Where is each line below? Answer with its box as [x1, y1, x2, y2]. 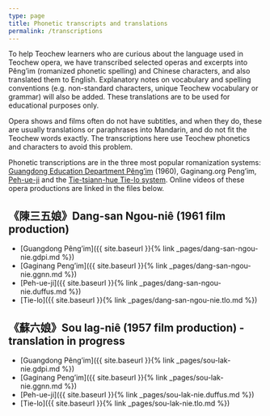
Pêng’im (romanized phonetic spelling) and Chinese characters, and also [8, 66, 251, 76]
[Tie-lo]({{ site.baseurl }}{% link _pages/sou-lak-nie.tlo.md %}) [19, 398, 230, 408]
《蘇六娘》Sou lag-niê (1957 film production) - [8, 320, 245, 334]
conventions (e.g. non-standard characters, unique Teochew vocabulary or [8, 83, 259, 93]
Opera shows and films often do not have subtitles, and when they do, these [8, 117, 263, 126]
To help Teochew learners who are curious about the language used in [8, 49, 244, 59]
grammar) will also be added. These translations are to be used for [8, 92, 230, 102]
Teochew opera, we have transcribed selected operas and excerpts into [8, 57, 248, 67]
